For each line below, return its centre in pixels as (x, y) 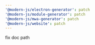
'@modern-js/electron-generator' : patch (48, 10)
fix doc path (17, 38)
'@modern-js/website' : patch (35, 23)
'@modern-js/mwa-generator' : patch (42, 19)
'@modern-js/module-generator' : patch (45, 14)
